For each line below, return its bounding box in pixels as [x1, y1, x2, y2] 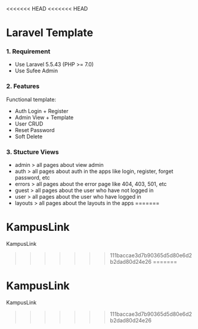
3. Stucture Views [6, 148, 59, 156]
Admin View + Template [14, 114, 74, 121]
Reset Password [14, 126, 55, 133]
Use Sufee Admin [14, 67, 58, 74]
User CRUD [14, 120, 44, 127]
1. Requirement [6, 47, 51, 56]
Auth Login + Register [14, 107, 69, 114]
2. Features [6, 82, 40, 90]
